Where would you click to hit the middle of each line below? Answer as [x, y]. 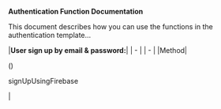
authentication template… [50, 35]
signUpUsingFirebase [43, 81]
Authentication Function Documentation [76, 11]
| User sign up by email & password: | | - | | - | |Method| [98, 50]
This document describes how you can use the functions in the [110, 26]
